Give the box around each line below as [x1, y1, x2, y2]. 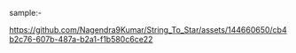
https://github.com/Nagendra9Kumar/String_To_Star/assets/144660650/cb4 [9, 25, 287, 34]
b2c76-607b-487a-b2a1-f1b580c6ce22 [9, 34, 153, 44]
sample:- [9, 8, 43, 18]
